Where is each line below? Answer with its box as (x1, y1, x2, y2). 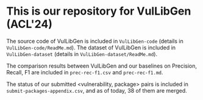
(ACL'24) (6, 17, 53, 31)
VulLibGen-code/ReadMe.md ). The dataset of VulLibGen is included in (6, 44, 176, 51)
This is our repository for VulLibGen (6, 4, 191, 18)
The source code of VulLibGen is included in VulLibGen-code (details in (6, 37, 184, 45)
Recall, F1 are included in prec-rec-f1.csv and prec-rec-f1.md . (6, 68, 163, 76)
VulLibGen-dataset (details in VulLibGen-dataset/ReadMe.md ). (6, 50, 157, 57)
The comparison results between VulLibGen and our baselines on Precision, (6, 62, 197, 70)
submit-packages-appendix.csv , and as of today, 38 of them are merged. (6, 87, 187, 94)
